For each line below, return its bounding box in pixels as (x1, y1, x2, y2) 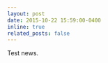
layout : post (7, 10, 45, 17)
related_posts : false (7, 29, 70, 37)
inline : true (7, 23, 45, 30)
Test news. (7, 49, 39, 57)
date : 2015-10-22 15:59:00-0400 (7, 17, 101, 24)
